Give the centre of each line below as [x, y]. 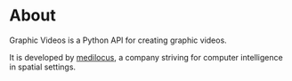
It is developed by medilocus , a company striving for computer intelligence [146, 57]
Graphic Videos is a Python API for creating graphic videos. [118, 40]
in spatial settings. [43, 67]
